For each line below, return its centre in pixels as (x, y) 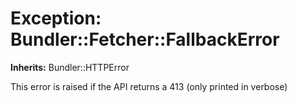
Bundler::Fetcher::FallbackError (145, 39)
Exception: (56, 18)
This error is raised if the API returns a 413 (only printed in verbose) (149, 86)
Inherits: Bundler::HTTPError (70, 67)
